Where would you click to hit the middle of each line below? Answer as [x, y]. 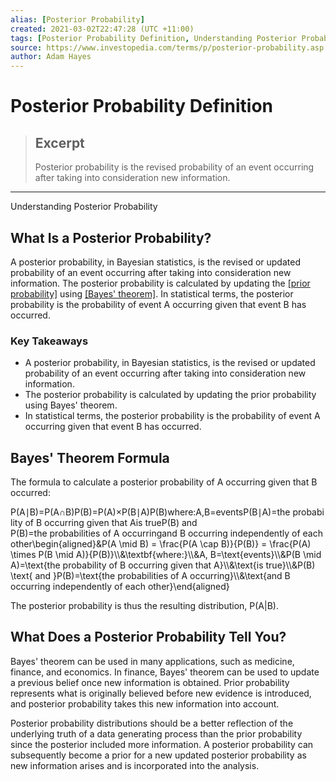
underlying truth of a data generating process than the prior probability [156, 733]
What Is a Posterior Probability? [111, 237]
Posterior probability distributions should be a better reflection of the [152, 723]
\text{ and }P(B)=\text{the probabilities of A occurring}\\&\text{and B [150, 576]
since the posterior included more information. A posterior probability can [162, 744]
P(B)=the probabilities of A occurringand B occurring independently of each [166, 533]
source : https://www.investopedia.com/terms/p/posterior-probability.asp [167, 47]
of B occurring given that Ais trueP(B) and [111, 523]
